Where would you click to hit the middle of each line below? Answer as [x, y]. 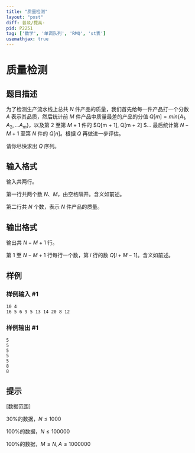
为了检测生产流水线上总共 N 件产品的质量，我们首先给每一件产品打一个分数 [97, 109]
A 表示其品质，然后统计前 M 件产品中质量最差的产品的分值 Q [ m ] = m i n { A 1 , [97, 117]
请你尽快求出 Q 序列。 [33, 146]
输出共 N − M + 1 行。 [32, 242]
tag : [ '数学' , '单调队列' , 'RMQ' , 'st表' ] [56, 34]
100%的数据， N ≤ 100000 [38, 432]
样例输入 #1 [22, 294]
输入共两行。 [22, 182]
